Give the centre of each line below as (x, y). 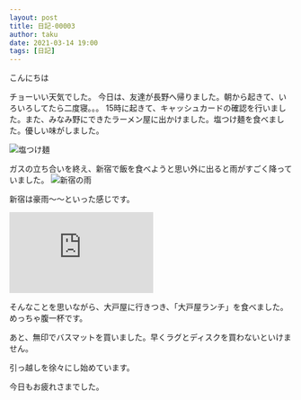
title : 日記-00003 (42, 26)
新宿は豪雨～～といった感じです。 (72, 200)
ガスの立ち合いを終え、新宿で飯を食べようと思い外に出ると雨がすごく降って (151, 169)
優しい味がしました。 (64, 130)
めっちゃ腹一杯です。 (49, 318)
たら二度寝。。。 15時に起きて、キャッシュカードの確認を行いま (163, 108)
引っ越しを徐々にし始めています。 (72, 368)
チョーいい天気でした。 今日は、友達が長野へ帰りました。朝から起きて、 (144, 97)
